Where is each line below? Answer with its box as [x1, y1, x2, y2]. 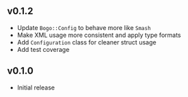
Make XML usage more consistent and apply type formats [16, 31, 181, 39]
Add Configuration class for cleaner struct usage [16, 38, 156, 46]
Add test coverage [16, 45, 70, 53]
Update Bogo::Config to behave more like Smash [16, 23, 151, 31]
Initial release [16, 83, 55, 92]
